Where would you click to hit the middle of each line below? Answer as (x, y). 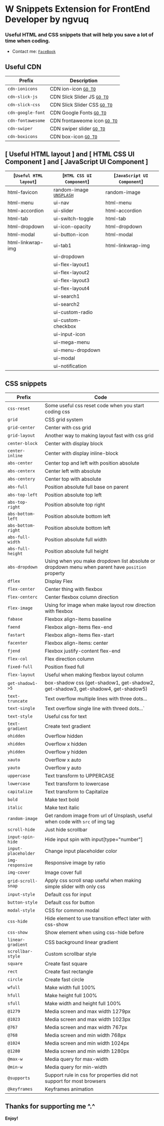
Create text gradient (68, 726)
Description (84, 81)
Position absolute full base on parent (87, 487)
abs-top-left (23, 495)
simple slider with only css (75, 886)
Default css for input (68, 894)
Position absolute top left (73, 494)
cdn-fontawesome (26, 121)
